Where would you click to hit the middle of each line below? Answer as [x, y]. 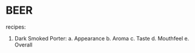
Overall [23, 45]
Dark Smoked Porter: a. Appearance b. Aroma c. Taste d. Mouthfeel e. [102, 38]
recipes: [16, 27]
